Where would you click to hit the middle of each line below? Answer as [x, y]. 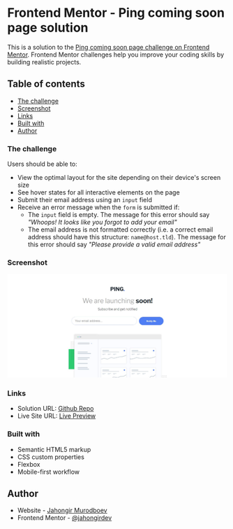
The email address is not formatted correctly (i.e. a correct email [120, 230]
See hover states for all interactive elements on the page [98, 192]
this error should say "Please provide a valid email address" [114, 245]
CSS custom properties [51, 457]
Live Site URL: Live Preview [57, 416]
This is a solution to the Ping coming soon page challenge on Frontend [108, 47]
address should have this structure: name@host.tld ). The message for [127, 237]
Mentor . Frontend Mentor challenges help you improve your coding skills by [116, 55]
